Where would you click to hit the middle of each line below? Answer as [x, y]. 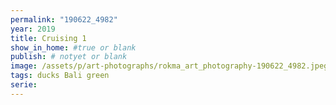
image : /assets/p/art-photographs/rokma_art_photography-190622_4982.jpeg [169, 66]
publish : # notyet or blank [69, 57]
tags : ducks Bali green [60, 76]
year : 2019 [33, 29]
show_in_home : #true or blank [73, 47]
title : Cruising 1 [48, 38]
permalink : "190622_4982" [64, 19]
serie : [24, 85]
